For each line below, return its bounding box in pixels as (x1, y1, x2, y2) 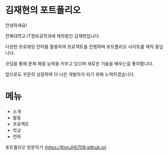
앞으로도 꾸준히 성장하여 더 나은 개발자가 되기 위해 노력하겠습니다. (5, 71, 135, 77)
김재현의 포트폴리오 (5, 5, 81, 16)
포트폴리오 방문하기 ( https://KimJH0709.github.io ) (5, 144, 107, 150)
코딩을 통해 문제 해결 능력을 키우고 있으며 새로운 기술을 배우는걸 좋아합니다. (5, 60, 154, 66)
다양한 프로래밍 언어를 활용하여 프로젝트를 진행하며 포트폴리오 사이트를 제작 (5, 43, 154, 49)
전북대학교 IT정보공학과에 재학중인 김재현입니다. (5, 33, 100, 39)
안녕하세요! (5, 22, 27, 28)
